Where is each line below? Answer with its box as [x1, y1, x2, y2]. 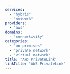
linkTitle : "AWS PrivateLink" [5, 61, 66, 66]
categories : [5, 39, 29, 44]
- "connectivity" [9, 35, 44, 39]
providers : [5, 20, 27, 26]
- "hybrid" [9, 12, 31, 17]
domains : [5, 30, 23, 35]
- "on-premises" [9, 43, 42, 48]
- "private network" [9, 48, 51, 53]
